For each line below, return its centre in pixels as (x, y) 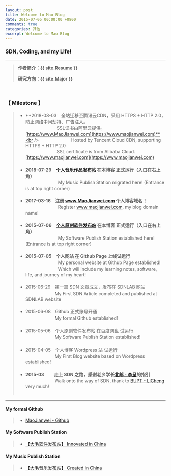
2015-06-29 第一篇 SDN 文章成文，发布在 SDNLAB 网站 (85, 287)
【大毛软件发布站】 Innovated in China (66, 444)
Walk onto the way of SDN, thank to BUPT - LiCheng (109, 381)
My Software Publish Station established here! (106, 238)
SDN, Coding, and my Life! (38, 51)
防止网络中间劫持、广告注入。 (56, 122)
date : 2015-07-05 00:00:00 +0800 (41, 19)
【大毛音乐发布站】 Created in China (64, 468)
